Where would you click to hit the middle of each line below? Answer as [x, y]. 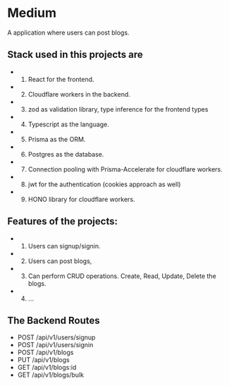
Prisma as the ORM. [57, 139]
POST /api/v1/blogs [45, 352]
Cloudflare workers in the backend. [79, 94]
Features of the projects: [63, 221]
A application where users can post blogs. [68, 32]
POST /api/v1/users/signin [55, 345]
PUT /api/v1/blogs [43, 360]
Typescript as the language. [68, 124]
